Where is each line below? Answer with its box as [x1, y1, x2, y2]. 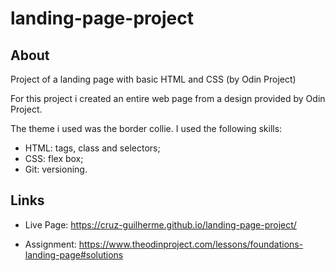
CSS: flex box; [24, 153, 84, 164]
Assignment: [24, 238, 77, 250]
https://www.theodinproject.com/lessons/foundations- [78, 238, 304, 250]
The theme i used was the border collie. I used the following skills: [10, 123, 283, 134]
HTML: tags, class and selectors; [24, 142, 161, 154]
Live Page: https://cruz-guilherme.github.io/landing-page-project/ [24, 218, 297, 231]
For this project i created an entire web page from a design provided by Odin [10, 93, 326, 104]
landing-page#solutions [24, 248, 124, 261]
